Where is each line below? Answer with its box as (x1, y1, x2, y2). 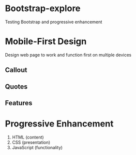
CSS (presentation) (12, 139, 50, 145)
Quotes (5, 82, 28, 91)
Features (5, 99, 32, 107)
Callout (5, 66, 28, 74)
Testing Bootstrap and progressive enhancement (5, 19, 103, 25)
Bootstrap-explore (5, 3, 81, 14)
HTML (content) (12, 134, 44, 140)
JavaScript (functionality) (12, 144, 63, 150)
